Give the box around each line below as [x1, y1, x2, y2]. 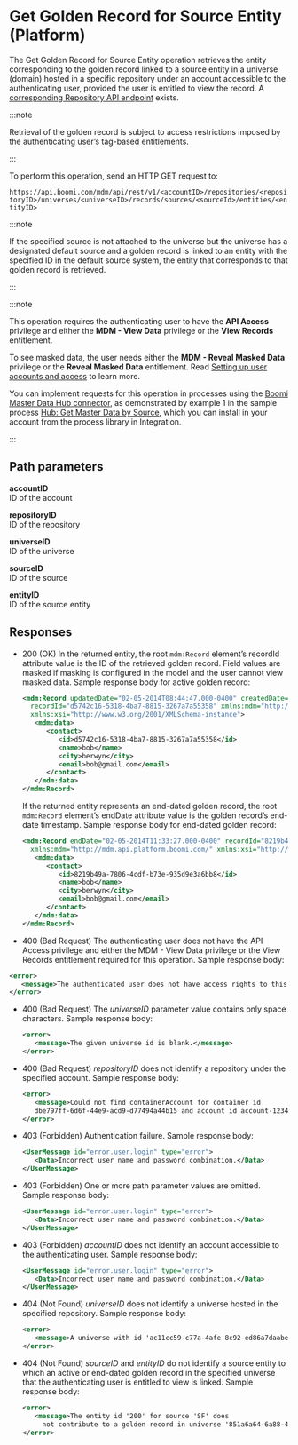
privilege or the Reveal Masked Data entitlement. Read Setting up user [9, 361, 268, 372]
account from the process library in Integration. [9, 416, 182, 427]
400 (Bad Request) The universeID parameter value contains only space [21, 1004, 286, 1014]
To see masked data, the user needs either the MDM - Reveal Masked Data [9, 352, 286, 362]
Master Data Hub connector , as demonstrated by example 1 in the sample [9, 397, 278, 408]
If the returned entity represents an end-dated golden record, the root [21, 801, 278, 812]
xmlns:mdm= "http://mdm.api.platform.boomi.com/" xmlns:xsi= [30, 845, 257, 854]
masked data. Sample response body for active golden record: [21, 677, 251, 687]
